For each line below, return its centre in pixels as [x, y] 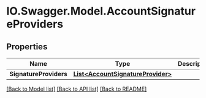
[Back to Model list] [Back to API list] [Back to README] [77, 89]
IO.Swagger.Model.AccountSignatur [101, 11]
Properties [27, 47]
